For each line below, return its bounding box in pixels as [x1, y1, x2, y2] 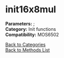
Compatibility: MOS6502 [5, 31, 59, 37]
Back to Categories [5, 41, 46, 47]
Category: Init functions [5, 26, 56, 32]
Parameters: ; [5, 21, 35, 27]
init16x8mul [5, 4, 56, 15]
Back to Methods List [5, 47, 50, 53]
